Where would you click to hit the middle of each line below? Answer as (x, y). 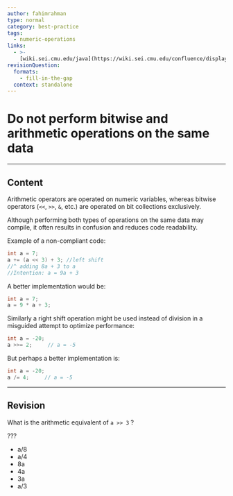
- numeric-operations (45, 40)
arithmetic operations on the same (109, 134)
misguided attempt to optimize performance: (71, 326)
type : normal (26, 20)
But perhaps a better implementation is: (63, 358)
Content (25, 182)
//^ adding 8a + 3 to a (42, 266)
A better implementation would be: (57, 286)
